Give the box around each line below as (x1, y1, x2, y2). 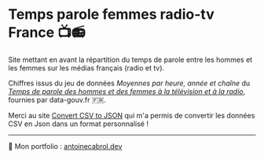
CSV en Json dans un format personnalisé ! (8, 119, 149, 128)
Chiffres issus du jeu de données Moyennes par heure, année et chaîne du (8, 78, 251, 88)
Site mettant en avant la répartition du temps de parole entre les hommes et (8, 55, 253, 64)
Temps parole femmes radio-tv (8, 5, 214, 23)
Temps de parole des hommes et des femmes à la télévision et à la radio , (8, 86, 246, 96)
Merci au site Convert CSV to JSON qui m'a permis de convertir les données (8, 110, 255, 120)
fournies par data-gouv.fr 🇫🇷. (8, 95, 106, 104)
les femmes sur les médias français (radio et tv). (8, 63, 165, 72)
